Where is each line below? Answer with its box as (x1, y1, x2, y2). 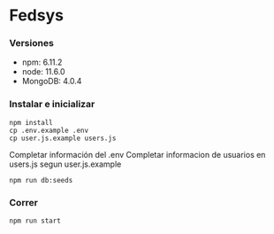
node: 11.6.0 (21, 66, 65, 77)
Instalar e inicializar (9, 98, 95, 111)
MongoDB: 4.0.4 (21, 76, 82, 87)
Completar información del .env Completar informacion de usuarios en (9, 149, 266, 160)
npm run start (9, 216, 62, 226)
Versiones (9, 37, 55, 50)
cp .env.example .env (9, 126, 89, 135)
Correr (9, 196, 38, 208)
